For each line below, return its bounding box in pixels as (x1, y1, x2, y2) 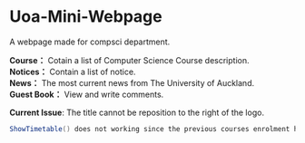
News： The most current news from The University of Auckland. (9, 77, 255, 88)
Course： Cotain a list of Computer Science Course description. (9, 54, 250, 65)
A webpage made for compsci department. (9, 36, 171, 47)
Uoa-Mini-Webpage (9, 6, 162, 27)
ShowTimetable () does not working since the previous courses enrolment (9, 124, 290, 133)
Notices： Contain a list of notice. (9, 66, 136, 77)
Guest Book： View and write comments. (9, 89, 164, 100)
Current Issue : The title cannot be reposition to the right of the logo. (9, 107, 265, 118)
